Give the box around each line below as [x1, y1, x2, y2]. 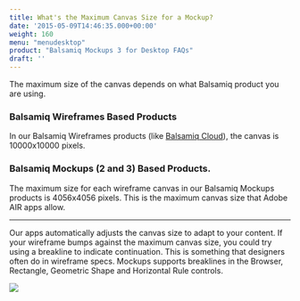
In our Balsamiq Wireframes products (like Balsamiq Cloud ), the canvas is [9, 131, 279, 142]
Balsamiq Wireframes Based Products [9, 110, 178, 123]
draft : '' [9, 54, 46, 63]
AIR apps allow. [9, 201, 65, 212]
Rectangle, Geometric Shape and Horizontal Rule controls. [9, 264, 223, 276]
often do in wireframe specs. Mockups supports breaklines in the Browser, [9, 256, 284, 266]
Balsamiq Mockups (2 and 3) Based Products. [9, 162, 212, 175]
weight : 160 [9, 29, 54, 38]
